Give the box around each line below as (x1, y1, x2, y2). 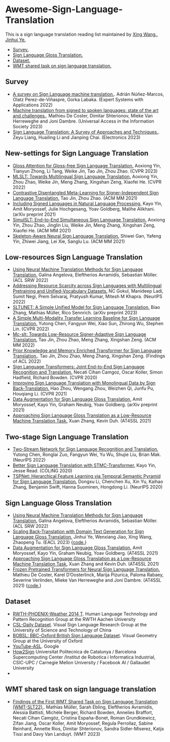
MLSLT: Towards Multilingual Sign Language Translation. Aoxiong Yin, (12, 173, 159, 179)
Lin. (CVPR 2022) (12, 326, 49, 332)
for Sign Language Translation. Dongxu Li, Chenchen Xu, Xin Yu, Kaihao (12, 478, 163, 484)
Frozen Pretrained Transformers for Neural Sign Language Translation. (12, 566, 160, 572)
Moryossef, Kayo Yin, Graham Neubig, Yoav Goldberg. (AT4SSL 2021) (12, 550, 158, 556)
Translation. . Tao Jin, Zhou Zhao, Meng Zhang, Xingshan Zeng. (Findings (12, 353, 165, 359)
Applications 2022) (12, 102, 53, 108)
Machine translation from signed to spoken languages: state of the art (12, 107, 159, 113)
